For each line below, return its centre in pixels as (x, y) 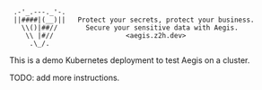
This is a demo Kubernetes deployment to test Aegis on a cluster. (130, 60)
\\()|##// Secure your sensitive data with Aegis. (130, 28)
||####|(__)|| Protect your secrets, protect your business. (134, 20)
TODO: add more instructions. (65, 77)
